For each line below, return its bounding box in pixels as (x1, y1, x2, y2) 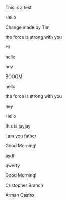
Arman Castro (5, 192, 34, 198)
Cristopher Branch (5, 182, 44, 188)
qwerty (5, 163, 20, 168)
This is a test (5, 5, 32, 10)
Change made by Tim (5, 24, 50, 30)
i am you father (5, 133, 37, 139)
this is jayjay (5, 123, 31, 129)
